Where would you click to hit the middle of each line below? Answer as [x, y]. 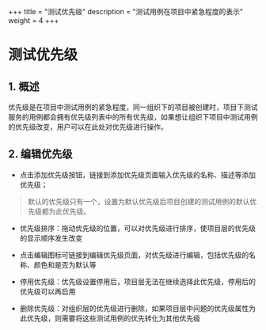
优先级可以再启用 [47, 291]
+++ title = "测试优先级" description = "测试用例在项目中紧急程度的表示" [126, 11]
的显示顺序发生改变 [51, 238]
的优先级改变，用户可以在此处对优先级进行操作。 [88, 127]
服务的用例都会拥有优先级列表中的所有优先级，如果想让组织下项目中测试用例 [133, 117]
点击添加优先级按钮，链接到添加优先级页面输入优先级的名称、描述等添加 [137, 174]
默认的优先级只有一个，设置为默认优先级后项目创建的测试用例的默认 [139, 201]
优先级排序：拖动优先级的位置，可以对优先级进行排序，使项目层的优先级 [137, 228]
